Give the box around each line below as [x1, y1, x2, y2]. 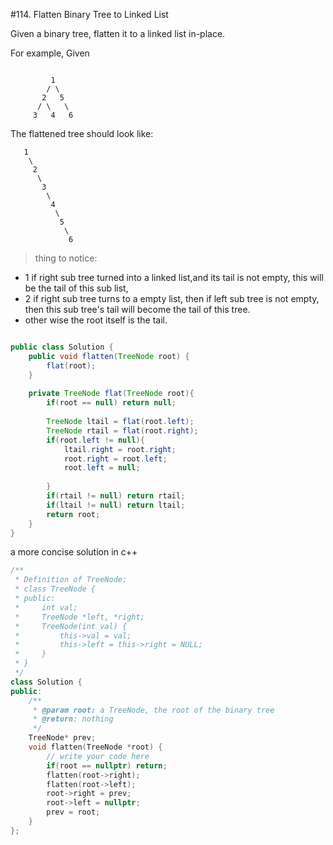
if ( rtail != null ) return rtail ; [46, 491, 186, 501]
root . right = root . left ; [63, 454, 168, 464]
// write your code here [46, 751, 150, 761]
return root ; [46, 509, 101, 519]
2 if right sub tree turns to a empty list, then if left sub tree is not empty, [24, 293, 320, 304]
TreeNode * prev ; [28, 733, 97, 743]
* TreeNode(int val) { [14, 621, 128, 631]
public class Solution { [10, 342, 114, 352]
